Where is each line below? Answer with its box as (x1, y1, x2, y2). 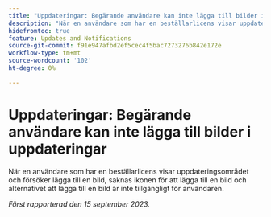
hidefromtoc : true (8, 27, 70, 35)
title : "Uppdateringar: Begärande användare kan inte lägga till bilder (8, 11, 258, 20)
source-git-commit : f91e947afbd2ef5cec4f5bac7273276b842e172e (8, 42, 222, 50)
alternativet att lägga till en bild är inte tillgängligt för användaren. (8, 183, 224, 193)
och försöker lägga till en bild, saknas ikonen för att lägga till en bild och (8, 174, 248, 185)
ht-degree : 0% (8, 64, 56, 72)
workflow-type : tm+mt (8, 49, 81, 57)
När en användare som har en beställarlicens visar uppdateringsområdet (8, 166, 249, 176)
